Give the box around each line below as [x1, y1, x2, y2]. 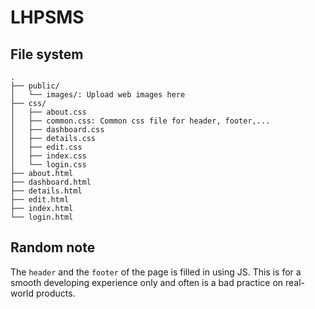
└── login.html [10, 212, 74, 222]
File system [10, 46, 84, 63]
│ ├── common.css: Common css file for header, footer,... [10, 116, 271, 126]
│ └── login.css [10, 160, 87, 170]
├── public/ [10, 81, 60, 91]
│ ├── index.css [10, 151, 87, 161]
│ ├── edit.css [10, 142, 83, 152]
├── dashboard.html [10, 177, 92, 187]
